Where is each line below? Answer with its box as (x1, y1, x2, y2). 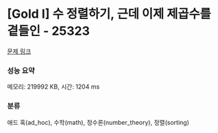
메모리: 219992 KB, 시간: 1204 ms (7, 83, 100, 91)
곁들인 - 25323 (7, 23, 90, 39)
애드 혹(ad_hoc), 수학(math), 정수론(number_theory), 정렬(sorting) (7, 118, 190, 126)
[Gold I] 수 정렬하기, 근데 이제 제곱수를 (7, 6, 211, 22)
